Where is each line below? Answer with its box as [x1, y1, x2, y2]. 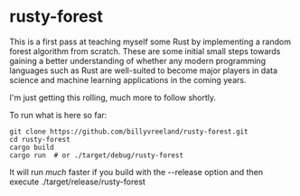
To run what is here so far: [9, 109, 108, 120]
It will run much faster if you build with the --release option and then [9, 166, 264, 177]
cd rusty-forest [9, 135, 70, 144]
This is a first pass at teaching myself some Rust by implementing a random [9, 36, 292, 47]
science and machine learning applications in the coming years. [9, 74, 247, 85]
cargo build [9, 143, 54, 152]
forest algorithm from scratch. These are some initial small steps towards [9, 45, 281, 56]
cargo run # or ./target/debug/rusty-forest [9, 151, 183, 160]
